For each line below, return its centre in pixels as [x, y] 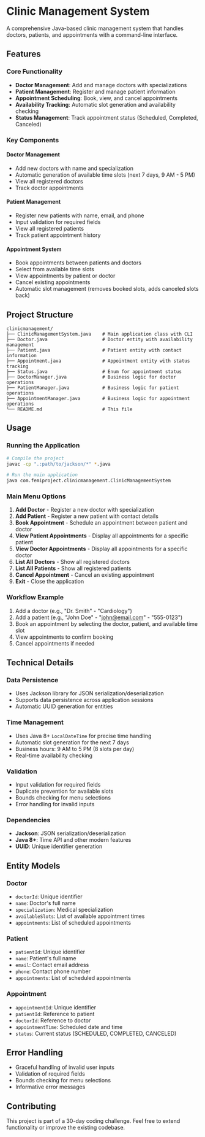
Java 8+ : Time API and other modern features [73, 840]
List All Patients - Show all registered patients [73, 568]
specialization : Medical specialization [64, 910]
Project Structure [40, 314]
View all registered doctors [49, 181]
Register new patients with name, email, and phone [80, 215]
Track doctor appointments [49, 188]
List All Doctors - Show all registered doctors [73, 562]
